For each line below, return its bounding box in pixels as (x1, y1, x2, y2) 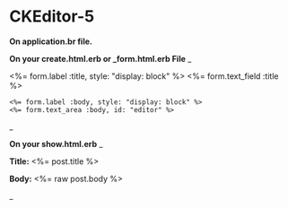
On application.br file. (9, 36, 92, 47)
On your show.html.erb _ (9, 138, 103, 149)
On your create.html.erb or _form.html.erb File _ (9, 53, 192, 64)
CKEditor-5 (9, 6, 95, 27)
